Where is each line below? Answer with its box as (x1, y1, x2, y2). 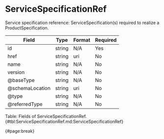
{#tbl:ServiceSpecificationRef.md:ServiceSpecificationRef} (5, 118, 124, 124)
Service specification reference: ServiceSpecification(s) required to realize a (5, 20, 160, 26)
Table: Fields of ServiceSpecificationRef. (5, 113, 87, 119)
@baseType (7, 77, 35, 83)
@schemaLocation (7, 84, 50, 91)
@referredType (7, 101, 43, 108)
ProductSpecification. (5, 25, 49, 30)
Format (73, 36, 91, 43)
